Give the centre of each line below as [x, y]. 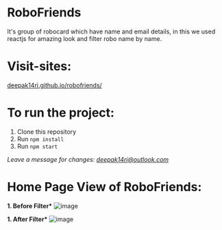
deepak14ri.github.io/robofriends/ [55, 85]
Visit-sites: [39, 67]
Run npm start [37, 146]
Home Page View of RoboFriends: [104, 187]
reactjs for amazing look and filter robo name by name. [85, 38]
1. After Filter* [27, 219]
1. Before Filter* [30, 205]
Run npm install [40, 139]
